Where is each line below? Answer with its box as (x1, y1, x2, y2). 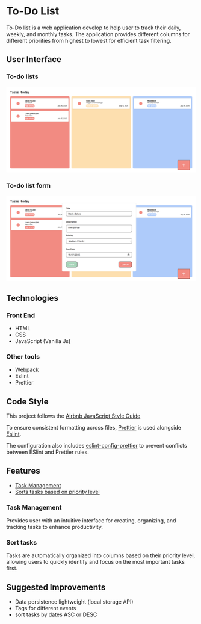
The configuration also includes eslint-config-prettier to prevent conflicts (6, 442, 188, 449)
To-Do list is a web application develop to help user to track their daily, (6, 24, 181, 31)
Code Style (6, 396, 49, 407)
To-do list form (6, 182, 51, 190)
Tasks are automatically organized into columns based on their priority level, (6, 552, 196, 559)
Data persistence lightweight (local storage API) (14, 598, 134, 605)
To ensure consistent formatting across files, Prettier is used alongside (6, 424, 182, 431)
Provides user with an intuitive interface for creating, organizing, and (6, 517, 176, 524)
